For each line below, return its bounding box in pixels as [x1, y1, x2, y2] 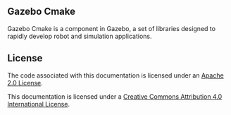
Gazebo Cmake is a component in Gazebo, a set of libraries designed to [7, 24, 216, 32]
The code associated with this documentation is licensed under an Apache [7, 71, 224, 80]
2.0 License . [7, 78, 44, 87]
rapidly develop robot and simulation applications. [7, 32, 152, 40]
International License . [7, 99, 70, 108]
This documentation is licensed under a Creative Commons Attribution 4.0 [7, 92, 223, 101]
